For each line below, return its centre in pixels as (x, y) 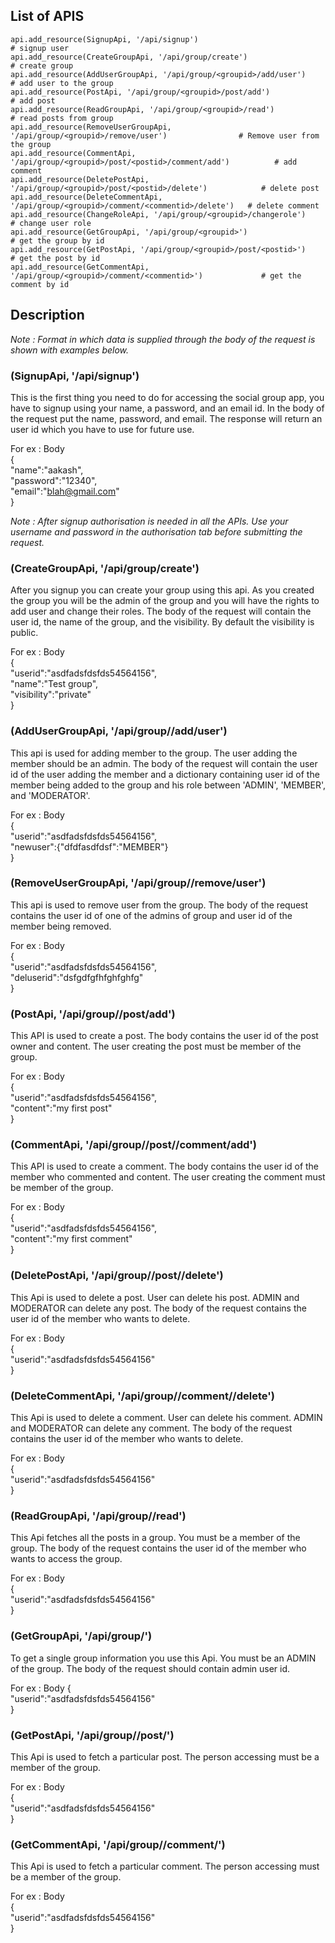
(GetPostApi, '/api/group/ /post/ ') (92, 1735)
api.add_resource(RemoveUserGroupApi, (91, 127)
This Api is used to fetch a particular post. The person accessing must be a (165, 1756)
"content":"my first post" (61, 1108)
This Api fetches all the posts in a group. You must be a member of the (155, 1538)
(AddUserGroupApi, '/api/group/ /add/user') (119, 731)
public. (24, 633)
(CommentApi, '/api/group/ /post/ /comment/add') (134, 1145)
